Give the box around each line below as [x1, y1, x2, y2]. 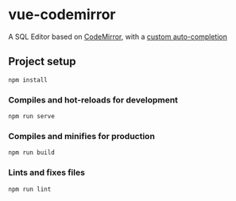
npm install [8, 75, 48, 84]
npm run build [8, 149, 56, 157]
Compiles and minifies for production [8, 130, 155, 141]
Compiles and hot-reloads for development [8, 94, 179, 105]
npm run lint [8, 185, 52, 193]
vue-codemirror [8, 6, 117, 24]
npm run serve [8, 113, 56, 121]
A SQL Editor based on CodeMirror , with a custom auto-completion [8, 32, 228, 41]
